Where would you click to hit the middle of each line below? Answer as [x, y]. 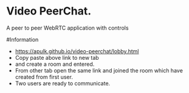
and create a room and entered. [55, 64]
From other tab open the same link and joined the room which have [99, 70]
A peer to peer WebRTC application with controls [67, 28]
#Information [22, 39]
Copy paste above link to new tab [57, 57]
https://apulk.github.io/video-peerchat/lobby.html [77, 51]
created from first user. [44, 77]
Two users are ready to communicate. [63, 83]
